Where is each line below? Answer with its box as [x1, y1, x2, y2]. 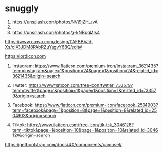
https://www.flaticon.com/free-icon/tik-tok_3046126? [27, 122, 134, 128]
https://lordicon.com [5, 53, 46, 59]
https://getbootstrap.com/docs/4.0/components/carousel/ [5, 141, 122, 147]
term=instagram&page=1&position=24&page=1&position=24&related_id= [12, 68, 158, 73]
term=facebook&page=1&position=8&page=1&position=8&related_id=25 [12, 107, 157, 113]
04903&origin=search [12, 112, 57, 118]
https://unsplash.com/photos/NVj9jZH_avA [12, 19, 98, 25]
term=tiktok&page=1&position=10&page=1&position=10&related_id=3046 [12, 127, 158, 133]
